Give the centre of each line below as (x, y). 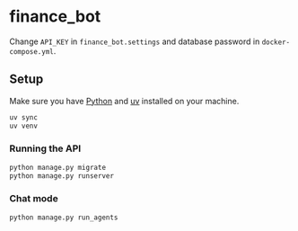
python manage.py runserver (62, 176)
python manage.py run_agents (64, 218)
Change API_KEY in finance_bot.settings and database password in (135, 41)
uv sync (24, 117)
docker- (276, 42)
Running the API (45, 148)
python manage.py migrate (57, 167)
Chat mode (34, 199)
